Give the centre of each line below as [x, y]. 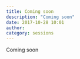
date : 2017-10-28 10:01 [35, 22]
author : [16, 28]
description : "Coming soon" [41, 17]
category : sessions [30, 33]
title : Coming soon [30, 11]
